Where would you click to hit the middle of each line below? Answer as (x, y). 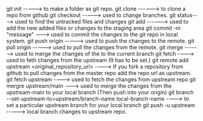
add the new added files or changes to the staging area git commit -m (94, 28)
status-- (187, 15)
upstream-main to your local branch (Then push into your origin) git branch (100, 92)
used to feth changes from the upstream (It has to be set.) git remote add (98, 60)
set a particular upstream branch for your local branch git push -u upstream (101, 105)
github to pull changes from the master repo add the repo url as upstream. (99, 73)
